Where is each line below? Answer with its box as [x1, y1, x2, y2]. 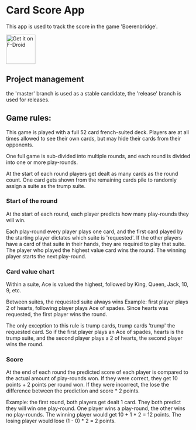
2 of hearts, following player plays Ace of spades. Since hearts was [6, 305, 169, 312]
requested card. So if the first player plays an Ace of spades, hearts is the [6, 329, 184, 336]
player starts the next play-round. [6, 252, 87, 260]
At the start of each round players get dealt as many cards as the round [6, 170, 178, 177]
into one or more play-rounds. [6, 159, 78, 166]
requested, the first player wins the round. [6, 311, 108, 318]
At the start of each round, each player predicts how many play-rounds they [6, 210, 189, 217]
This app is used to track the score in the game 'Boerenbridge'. [6, 23, 158, 30]
